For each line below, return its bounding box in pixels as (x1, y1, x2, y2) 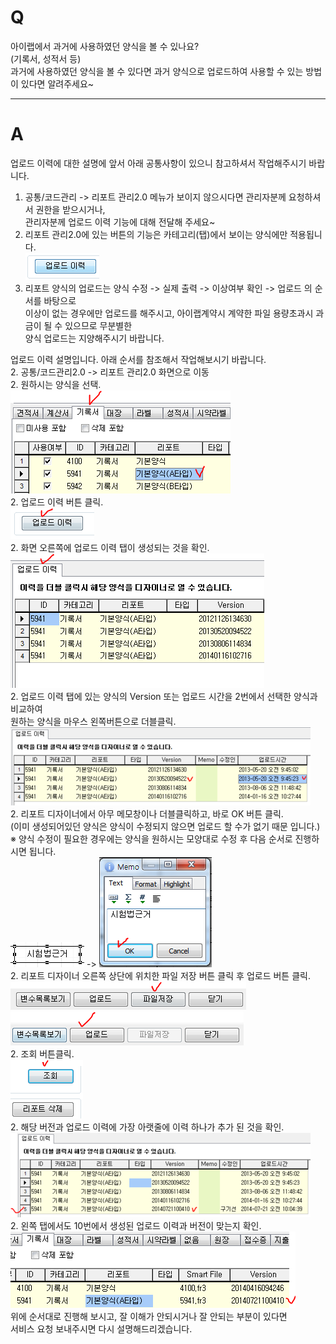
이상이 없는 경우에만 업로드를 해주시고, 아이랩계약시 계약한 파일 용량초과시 (24, 307, 314, 319)
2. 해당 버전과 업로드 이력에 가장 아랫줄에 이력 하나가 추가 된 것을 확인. (10, 1121, 285, 1133)
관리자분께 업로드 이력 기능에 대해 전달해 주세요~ (24, 216, 216, 228)
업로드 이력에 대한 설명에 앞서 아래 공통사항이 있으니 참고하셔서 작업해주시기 (10, 157, 307, 169)
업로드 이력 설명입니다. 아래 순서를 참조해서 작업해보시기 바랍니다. (10, 353, 267, 365)
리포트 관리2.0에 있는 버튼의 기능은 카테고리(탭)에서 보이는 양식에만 (24, 228, 288, 240)
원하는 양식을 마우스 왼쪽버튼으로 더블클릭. (10, 715, 177, 727)
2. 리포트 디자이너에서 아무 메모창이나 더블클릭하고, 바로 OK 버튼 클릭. (10, 807, 284, 820)
